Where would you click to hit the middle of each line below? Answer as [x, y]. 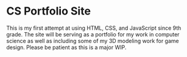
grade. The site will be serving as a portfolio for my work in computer [93, 34]
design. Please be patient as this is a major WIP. [66, 47]
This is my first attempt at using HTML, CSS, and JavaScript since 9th [94, 28]
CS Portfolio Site [49, 11]
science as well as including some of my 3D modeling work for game [93, 41]
